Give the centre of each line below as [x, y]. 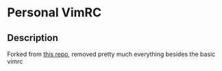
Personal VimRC [54, 13]
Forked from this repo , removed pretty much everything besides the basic [111, 54]
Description [33, 38]
